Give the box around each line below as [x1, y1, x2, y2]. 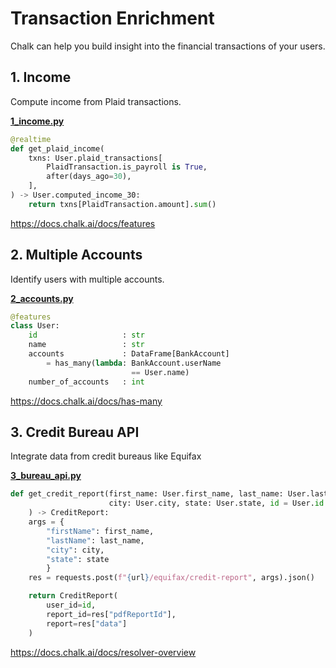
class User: [10, 321, 60, 331]
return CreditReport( [28, 591, 118, 601]
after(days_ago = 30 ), [46, 172, 132, 182]
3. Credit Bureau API [10, 423, 140, 441]
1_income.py [10, 115, 65, 127]
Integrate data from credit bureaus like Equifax [10, 450, 202, 462]
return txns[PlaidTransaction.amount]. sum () [28, 199, 217, 209]
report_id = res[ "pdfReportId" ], [46, 609, 177, 619]
